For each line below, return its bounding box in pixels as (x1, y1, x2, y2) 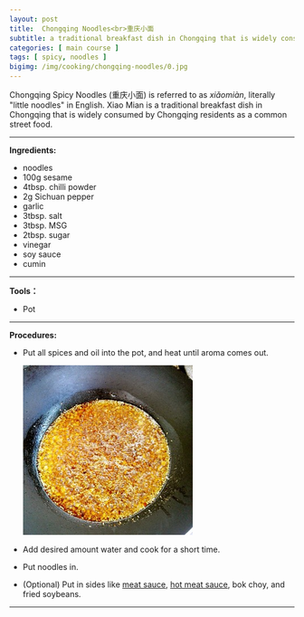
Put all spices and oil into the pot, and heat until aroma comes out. (22, 347, 269, 357)
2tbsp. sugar (22, 230, 71, 240)
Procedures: (9, 330, 57, 340)
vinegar (22, 240, 52, 250)
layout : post (9, 14, 59, 24)
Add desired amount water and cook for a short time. (22, 544, 221, 555)
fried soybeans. (22, 589, 81, 599)
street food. (9, 119, 53, 129)
